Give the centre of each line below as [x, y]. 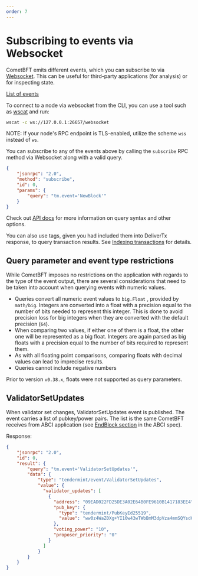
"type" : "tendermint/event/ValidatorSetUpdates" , [100, 480]
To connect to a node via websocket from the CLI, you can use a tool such [96, 105]
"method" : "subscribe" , [46, 180]
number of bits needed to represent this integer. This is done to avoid [99, 311]
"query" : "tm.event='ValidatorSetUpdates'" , [83, 469]
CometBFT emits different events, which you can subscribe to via [85, 70]
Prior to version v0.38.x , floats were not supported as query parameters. [94, 379]
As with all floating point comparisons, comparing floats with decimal [98, 356]
